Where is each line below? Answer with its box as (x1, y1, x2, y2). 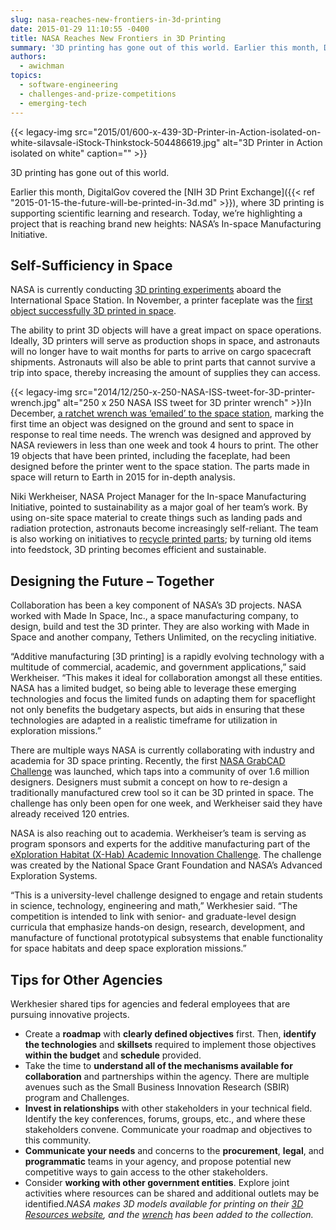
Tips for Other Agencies (10, 971, 163, 988)
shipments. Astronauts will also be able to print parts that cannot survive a (10, 356, 316, 368)
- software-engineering (19, 80, 118, 90)
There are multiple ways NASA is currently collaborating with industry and (10, 744, 315, 756)
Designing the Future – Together (10, 572, 215, 590)
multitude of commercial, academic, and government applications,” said (10, 661, 307, 673)
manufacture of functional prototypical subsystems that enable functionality (10, 932, 323, 944)
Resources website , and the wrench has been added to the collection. (24, 1208, 314, 1220)
